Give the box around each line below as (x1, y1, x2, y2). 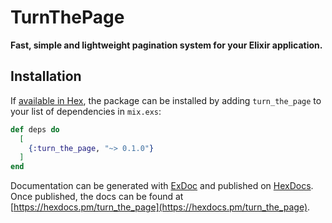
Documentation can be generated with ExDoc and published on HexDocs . (10, 180, 314, 192)
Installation (10, 68, 82, 85)
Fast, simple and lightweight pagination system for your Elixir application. (10, 39, 323, 51)
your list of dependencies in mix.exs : (10, 105, 162, 117)
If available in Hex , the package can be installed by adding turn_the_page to (10, 94, 322, 106)
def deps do (10, 124, 60, 135)
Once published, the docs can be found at (10, 191, 184, 203)
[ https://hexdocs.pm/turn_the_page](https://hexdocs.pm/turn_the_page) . (10, 201, 311, 213)
